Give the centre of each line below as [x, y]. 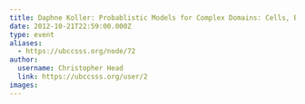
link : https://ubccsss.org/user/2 [83, 77]
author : [24, 60]
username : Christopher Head [71, 69]
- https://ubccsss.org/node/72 [77, 52]
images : [24, 85]
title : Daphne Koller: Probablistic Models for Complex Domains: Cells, [150, 18]
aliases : [26, 43]
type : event [32, 34]
